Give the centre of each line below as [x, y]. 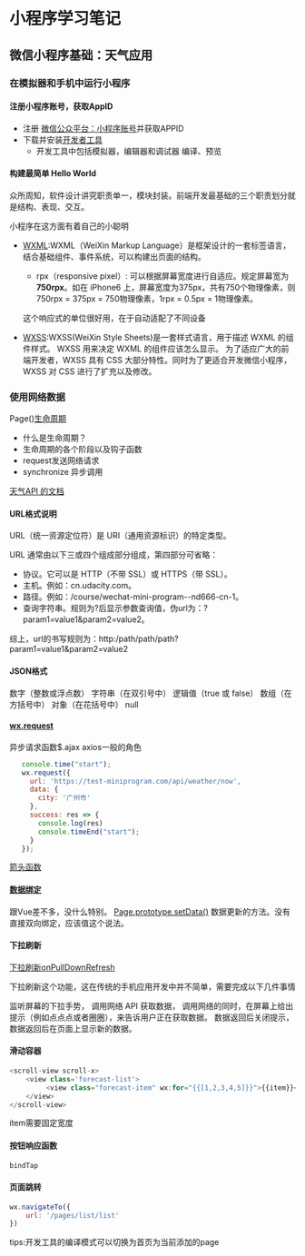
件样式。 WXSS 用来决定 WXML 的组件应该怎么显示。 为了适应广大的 [152, 348]
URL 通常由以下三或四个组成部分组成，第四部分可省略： [114, 555]
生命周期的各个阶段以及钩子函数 [82, 450]
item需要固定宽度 [42, 1123]
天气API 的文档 [37, 491]
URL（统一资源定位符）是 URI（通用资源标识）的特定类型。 [120, 536]
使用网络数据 [38, 397]
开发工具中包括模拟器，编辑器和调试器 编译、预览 [129, 151]
